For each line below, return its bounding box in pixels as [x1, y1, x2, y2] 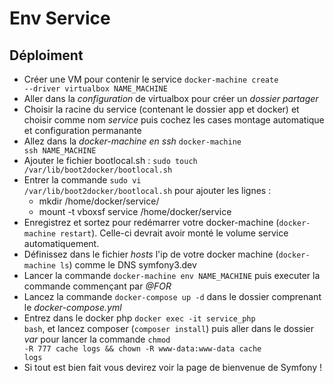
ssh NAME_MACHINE [23, 146, 97, 156]
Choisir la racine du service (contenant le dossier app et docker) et [23, 103, 300, 115]
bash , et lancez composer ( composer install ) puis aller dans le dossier [23, 323, 314, 334]
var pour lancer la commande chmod [23, 333, 171, 345]
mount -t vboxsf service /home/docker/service [38, 206, 232, 217]
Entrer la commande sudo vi [23, 174, 142, 186]
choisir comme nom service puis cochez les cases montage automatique [23, 114, 325, 126]
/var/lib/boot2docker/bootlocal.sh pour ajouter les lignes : [23, 185, 272, 196]
